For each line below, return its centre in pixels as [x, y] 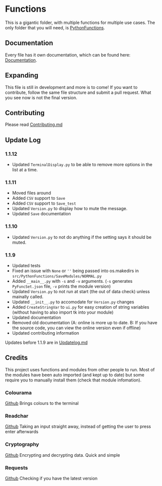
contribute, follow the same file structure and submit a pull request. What [78, 92]
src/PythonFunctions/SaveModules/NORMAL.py [57, 276]
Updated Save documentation [42, 214]
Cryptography [22, 444]
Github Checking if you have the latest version [51, 478]
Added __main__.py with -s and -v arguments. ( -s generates [72, 281]
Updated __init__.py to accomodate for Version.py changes [73, 302]
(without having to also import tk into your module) [63, 312]
